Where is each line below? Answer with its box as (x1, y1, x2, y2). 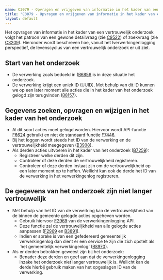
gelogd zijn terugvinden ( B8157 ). (12, 93, 78, 98)
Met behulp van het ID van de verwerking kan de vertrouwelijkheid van (12, 207, 154, 213)
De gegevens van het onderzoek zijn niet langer (5, 187, 152, 195)
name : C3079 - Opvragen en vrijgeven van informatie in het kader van (5, 7, 151, 12)
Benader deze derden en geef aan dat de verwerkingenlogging (19, 254, 146, 260)
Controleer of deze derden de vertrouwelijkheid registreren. (19, 158, 139, 163)
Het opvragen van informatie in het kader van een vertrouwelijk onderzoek (5, 30, 154, 35)
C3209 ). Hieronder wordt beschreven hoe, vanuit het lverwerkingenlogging (5, 40, 156, 46)
